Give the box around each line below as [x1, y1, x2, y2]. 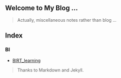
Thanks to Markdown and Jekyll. [17, 67, 84, 73]
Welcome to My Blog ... [5, 4, 78, 12]
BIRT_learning [12, 57, 41, 63]
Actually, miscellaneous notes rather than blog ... [17, 17, 117, 23]
